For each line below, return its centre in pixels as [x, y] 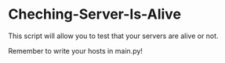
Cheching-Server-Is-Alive [95, 14]
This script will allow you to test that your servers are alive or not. [113, 36]
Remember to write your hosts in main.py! [76, 51]
